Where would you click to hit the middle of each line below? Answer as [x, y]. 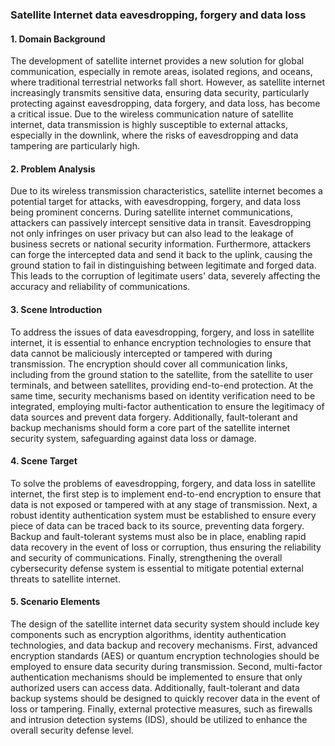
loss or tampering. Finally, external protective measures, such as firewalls [161, 709]
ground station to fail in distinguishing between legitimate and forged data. [163, 265]
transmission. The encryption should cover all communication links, [149, 364]
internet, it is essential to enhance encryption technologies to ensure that [161, 342]
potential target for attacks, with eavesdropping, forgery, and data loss [156, 202]
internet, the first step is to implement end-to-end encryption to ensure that [166, 494]
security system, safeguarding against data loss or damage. [133, 438]
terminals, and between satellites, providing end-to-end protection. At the [162, 385]
